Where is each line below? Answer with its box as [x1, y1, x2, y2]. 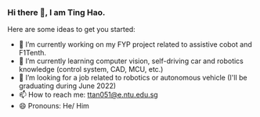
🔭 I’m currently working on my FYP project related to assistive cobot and [18, 40, 252, 49]
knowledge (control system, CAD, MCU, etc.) [18, 65, 164, 74]
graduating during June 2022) [18, 81, 117, 90]
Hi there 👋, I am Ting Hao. [7, 7, 106, 18]
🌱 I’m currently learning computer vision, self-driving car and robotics [18, 56, 244, 66]
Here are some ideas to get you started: [7, 25, 136, 34]
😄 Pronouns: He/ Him [18, 101, 89, 111]
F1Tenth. [18, 48, 47, 58]
